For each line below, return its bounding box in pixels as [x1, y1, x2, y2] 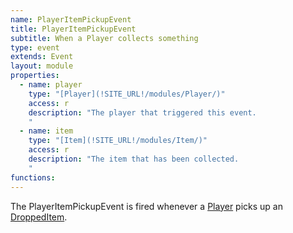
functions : [10, 172, 56, 183]
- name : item [19, 126, 74, 136]
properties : [10, 71, 60, 81]
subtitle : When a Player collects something [10, 33, 199, 43]
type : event [10, 42, 60, 53]
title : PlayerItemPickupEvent [10, 24, 137, 34]
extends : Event [10, 52, 74, 62]
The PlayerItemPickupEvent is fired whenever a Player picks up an [10, 200, 283, 212]
